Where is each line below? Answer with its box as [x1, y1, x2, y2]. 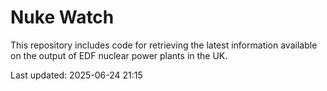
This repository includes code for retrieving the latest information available [10, 39, 318, 51]
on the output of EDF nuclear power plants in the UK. [10, 49, 228, 61]
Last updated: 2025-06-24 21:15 [10, 69, 143, 81]
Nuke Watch [10, 6, 115, 29]
